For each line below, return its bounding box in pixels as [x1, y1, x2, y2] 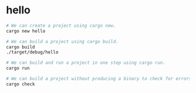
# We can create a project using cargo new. [6, 23, 116, 28]
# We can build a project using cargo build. [6, 38, 118, 44]
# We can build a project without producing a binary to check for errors [6, 76, 192, 82]
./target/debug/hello [6, 49, 59, 55]
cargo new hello [6, 28, 45, 34]
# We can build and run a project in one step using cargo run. [6, 60, 166, 66]
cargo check [6, 81, 35, 87]
